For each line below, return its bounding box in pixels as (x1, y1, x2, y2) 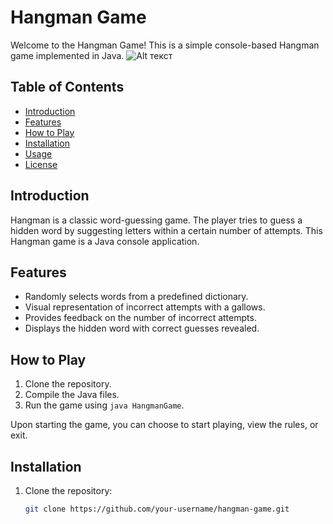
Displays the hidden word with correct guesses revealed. (24, 322, 260, 335)
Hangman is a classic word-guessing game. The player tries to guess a (10, 214, 303, 226)
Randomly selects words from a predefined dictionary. (24, 291, 249, 303)
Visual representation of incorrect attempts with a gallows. (24, 301, 266, 313)
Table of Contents (10, 79, 125, 96)
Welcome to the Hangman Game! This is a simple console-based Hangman (10, 39, 320, 51)
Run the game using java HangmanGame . (24, 399, 185, 411)
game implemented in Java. (10, 49, 125, 61)
